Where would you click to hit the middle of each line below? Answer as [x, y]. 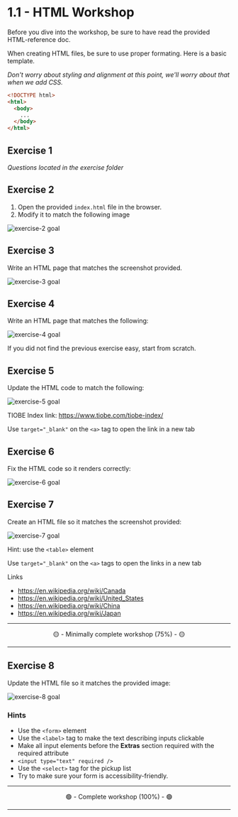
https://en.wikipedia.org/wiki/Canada [72, 590]
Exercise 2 [31, 190]
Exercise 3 [31, 250]
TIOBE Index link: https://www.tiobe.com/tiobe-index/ [85, 416]
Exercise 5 [31, 370]
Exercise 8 [31, 666]
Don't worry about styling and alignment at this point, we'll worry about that [119, 75]
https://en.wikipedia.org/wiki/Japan [69, 613]
